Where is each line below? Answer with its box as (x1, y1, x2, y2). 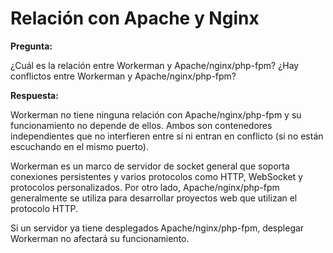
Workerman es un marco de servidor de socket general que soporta (10, 160, 290, 172)
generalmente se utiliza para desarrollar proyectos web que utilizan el (10, 192, 298, 204)
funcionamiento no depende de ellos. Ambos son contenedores (10, 119, 273, 131)
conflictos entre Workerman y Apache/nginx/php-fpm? (10, 70, 237, 82)
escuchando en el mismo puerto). (10, 140, 149, 152)
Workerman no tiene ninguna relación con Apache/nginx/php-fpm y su (10, 108, 302, 121)
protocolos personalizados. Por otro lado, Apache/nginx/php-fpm (10, 181, 280, 193)
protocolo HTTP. (10, 202, 78, 214)
